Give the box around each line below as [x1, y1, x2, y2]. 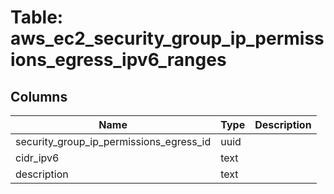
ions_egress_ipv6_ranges [10, 49, 227, 71]
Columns [10, 88, 68, 105]
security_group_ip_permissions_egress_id [15, 135, 212, 148]
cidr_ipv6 [15, 151, 60, 165]
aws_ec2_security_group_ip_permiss [10, 27, 325, 50]
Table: [10, 6, 64, 29]
